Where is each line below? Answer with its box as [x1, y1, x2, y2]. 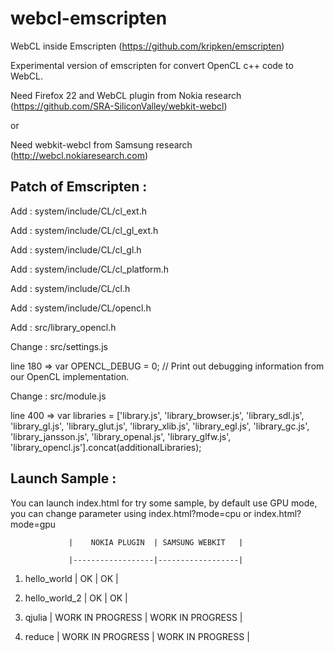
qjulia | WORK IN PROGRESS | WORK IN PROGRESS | [24, 611, 243, 623]
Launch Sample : [10, 470, 117, 487]
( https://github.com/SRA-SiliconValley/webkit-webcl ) [10, 100, 228, 112]
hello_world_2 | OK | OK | [24, 592, 128, 604]
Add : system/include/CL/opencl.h [10, 302, 152, 314]
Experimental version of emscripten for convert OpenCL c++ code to [10, 59, 294, 71]
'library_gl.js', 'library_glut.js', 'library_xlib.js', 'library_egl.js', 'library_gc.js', [10, 420, 310, 432]
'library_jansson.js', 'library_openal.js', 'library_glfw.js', [10, 430, 232, 442]
